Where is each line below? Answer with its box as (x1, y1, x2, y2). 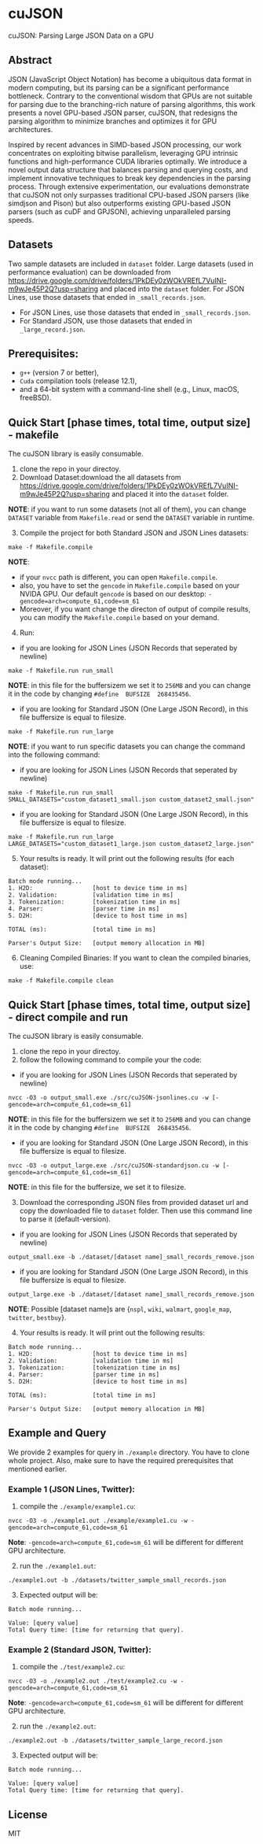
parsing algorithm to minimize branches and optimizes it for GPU (8, 116, 217, 126)
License (8, 1808, 48, 1821)
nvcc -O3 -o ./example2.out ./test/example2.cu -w (8, 1677, 177, 1685)
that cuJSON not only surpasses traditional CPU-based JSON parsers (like (8, 190, 250, 199)
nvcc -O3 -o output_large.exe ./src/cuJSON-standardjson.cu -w (8, 1162, 220, 1170)
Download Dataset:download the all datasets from (19, 473, 182, 482)
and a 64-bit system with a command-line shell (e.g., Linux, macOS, (19, 385, 239, 394)
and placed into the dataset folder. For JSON (100, 284, 245, 294)
